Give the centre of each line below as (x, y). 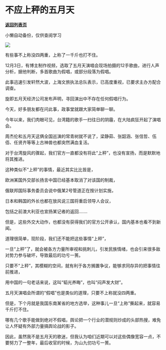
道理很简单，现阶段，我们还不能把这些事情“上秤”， (57, 238)
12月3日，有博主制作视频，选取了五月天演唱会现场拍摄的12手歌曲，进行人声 (82, 65)
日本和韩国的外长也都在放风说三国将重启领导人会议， (59, 201)
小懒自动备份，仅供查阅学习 (33, 35)
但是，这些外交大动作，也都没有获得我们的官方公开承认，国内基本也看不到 (81, 222)
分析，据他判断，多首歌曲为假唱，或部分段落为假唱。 (59, 71)
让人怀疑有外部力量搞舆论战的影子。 (42, 326)
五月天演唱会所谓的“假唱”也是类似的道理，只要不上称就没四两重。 (72, 293)
